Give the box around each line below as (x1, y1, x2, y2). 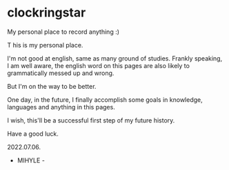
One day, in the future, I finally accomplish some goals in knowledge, (7, 95, 203, 104)
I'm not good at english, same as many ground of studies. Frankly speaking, (7, 54, 223, 63)
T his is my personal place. (7, 41, 83, 49)
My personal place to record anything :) (7, 28, 119, 36)
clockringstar (7, 5, 86, 21)
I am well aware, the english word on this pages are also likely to (7, 61, 190, 70)
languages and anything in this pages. (7, 103, 115, 111)
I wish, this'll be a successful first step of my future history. (7, 116, 175, 125)
